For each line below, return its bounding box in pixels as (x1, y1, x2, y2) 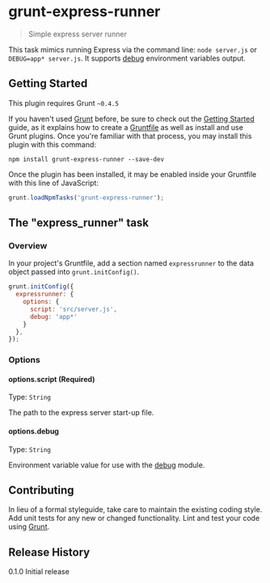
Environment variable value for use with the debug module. (8, 459, 205, 470)
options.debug (8, 426, 59, 436)
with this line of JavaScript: (8, 178, 99, 187)
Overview (8, 240, 48, 251)
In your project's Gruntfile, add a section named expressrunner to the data (8, 258, 255, 268)
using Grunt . (8, 522, 50, 531)
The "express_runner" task (8, 216, 150, 230)
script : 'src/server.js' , (29, 305, 117, 313)
